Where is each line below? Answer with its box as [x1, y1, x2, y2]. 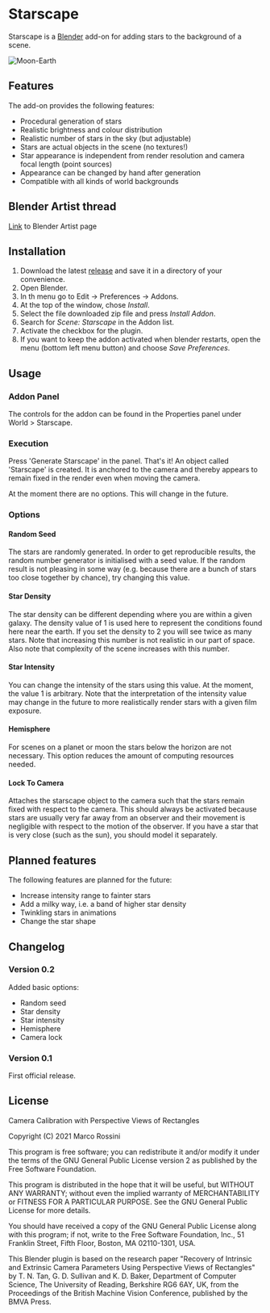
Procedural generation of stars [19, 116, 123, 126]
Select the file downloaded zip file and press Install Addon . [19, 308, 216, 319]
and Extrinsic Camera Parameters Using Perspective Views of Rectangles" [8, 1262, 255, 1272]
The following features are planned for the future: [8, 875, 172, 885]
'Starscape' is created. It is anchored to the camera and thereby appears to [8, 465, 258, 475]
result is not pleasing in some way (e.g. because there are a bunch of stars [8, 564, 256, 574]
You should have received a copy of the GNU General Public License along [8, 1221, 256, 1231]
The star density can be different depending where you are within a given [8, 609, 252, 619]
